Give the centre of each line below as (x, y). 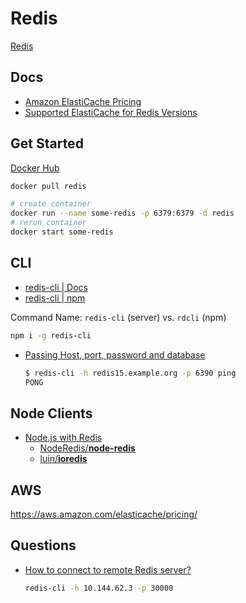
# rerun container (48, 223)
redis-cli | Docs (56, 287)
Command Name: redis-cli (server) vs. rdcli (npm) (118, 317)
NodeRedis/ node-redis (87, 448)
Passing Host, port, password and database (115, 354)
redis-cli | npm (55, 298)
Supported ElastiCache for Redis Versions (111, 112)
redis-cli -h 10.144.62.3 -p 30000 (99, 588)
